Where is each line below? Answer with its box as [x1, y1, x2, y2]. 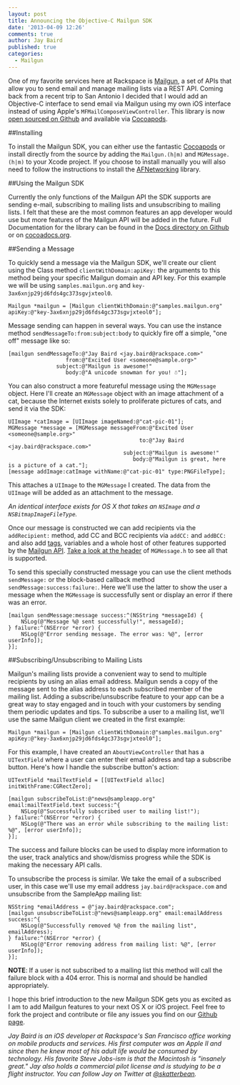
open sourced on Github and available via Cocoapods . [8, 114, 168, 123]
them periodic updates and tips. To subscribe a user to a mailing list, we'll [8, 707, 224, 716]
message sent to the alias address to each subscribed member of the [8, 684, 213, 693]
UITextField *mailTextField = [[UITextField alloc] [8, 776, 165, 784]
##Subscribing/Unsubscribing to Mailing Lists [8, 655, 143, 664]
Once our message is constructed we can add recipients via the [8, 523, 196, 532]
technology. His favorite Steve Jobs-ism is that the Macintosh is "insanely [8, 1054, 226, 1063]
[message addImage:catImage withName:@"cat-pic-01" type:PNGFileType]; [8, 468, 226, 475]
